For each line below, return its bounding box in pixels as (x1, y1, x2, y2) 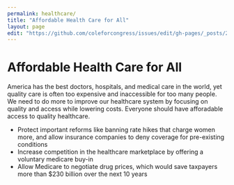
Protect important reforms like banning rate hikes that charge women (17, 126, 216, 134)
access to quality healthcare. (7, 112, 91, 120)
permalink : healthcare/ (7, 10, 77, 17)
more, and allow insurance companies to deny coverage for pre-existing (17, 133, 225, 141)
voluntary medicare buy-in (17, 155, 94, 163)
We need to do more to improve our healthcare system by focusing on (7, 97, 208, 106)
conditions (17, 140, 48, 149)
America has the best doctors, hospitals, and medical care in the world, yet (7, 83, 223, 91)
